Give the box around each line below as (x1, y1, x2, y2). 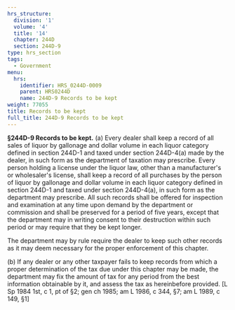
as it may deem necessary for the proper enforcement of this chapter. (7, 244, 209, 252)
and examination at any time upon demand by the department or (7, 200, 194, 209)
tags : (7, 56, 23, 63)
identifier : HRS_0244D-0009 (20, 82, 102, 89)
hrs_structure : (7, 10, 52, 17)
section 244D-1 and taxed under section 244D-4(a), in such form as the (7, 185, 215, 194)
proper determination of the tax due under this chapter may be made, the (7, 265, 219, 273)
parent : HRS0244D (20, 88, 71, 95)
